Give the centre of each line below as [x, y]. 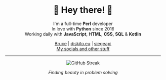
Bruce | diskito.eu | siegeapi [83, 43]
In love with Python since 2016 [83, 28]
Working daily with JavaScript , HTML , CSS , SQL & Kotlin [83, 34]
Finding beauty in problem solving [83, 72]
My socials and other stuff [83, 49]
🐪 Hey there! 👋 [83, 10]
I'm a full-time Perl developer [83, 24]
